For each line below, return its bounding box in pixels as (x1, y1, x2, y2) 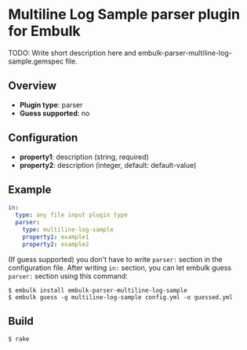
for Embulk (8, 22, 81, 40)
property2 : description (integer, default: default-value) (19, 160, 197, 170)
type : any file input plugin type (15, 211, 128, 219)
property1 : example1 (22, 233, 89, 241)
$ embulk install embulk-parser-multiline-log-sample (8, 286, 188, 294)
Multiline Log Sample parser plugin (8, 5, 241, 24)
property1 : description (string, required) (19, 151, 149, 162)
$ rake (8, 335, 30, 343)
